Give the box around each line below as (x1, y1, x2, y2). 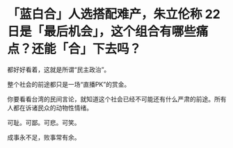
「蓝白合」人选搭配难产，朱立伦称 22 (7, 6, 220, 22)
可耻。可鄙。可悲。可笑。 (7, 118, 81, 126)
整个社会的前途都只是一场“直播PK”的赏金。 (7, 80, 131, 88)
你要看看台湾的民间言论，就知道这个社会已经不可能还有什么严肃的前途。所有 (7, 94, 227, 103)
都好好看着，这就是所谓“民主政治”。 (7, 65, 111, 74)
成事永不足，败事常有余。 (7, 133, 81, 141)
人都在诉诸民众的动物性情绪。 (7, 104, 93, 112)
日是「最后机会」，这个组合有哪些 (7, 24, 197, 40)
